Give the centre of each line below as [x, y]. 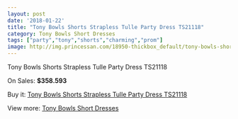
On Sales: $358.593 [37, 81]
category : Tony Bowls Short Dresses [61, 34]
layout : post [27, 14]
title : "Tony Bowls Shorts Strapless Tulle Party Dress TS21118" [106, 27]
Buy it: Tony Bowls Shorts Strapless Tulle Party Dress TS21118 [97, 94]
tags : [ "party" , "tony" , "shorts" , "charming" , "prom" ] [85, 40]
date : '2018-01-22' [36, 21]
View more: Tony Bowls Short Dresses [63, 108]
